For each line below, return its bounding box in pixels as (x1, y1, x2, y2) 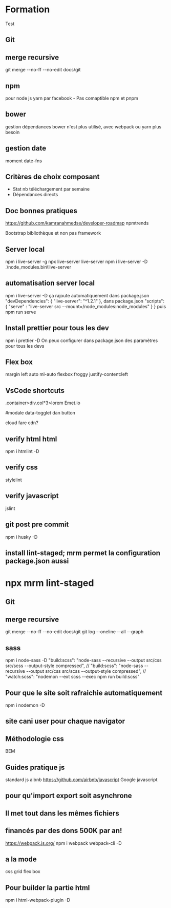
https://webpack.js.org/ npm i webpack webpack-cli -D (5, 840, 122, 846)
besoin (5, 129, 20, 135)
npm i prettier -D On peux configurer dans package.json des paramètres (5, 337, 158, 344)
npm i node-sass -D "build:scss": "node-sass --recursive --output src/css (5, 657, 162, 664)
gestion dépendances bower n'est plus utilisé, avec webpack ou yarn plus (5, 123, 162, 129)
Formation (5, 4, 50, 15)
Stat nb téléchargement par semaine (12, 186, 90, 192)
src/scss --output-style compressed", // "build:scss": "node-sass (5, 663, 143, 669)
